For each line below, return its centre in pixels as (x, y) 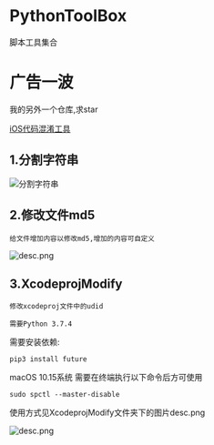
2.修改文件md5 (52, 215)
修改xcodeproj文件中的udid (56, 307)
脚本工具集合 (33, 42)
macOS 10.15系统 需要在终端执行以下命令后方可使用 (106, 378)
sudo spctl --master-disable (65, 395)
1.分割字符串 (44, 160)
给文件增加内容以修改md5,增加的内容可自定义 (82, 238)
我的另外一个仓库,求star (54, 109)
